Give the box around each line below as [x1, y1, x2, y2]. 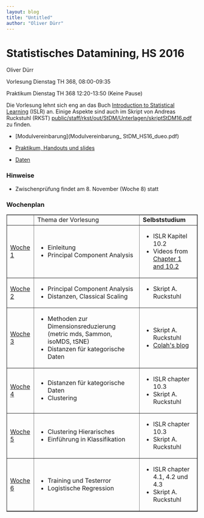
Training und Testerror [47, 476, 111, 485]
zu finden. [6, 121, 32, 128]
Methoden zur [47, 314, 88, 323]
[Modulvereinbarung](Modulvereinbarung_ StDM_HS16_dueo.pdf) [15, 133, 179, 140]
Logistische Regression [47, 483, 114, 492]
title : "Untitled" [6, 15, 53, 21]
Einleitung [47, 243, 76, 252]
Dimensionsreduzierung [47, 322, 116, 331]
